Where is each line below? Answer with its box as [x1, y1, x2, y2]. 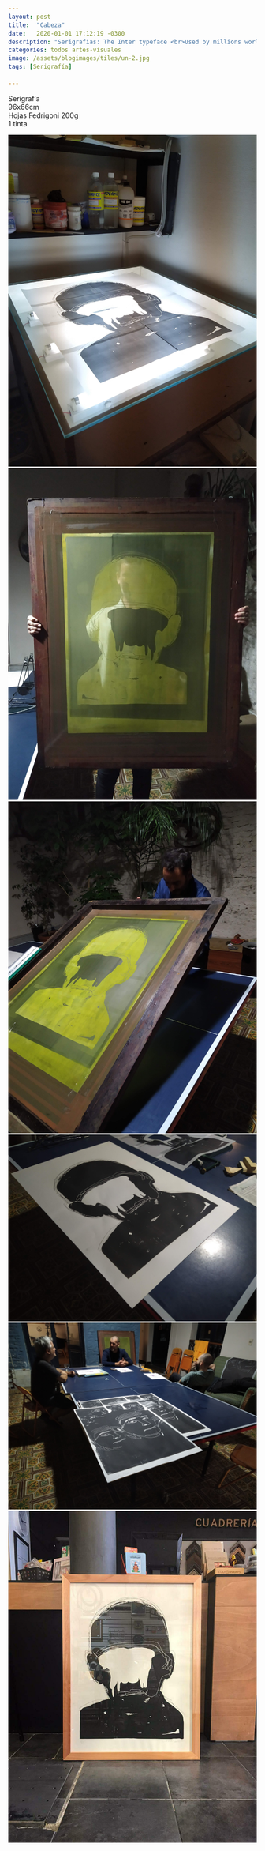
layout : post [8, 13, 51, 21]
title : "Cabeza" [8, 21, 65, 29]
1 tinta [8, 119, 28, 128]
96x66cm [8, 102, 39, 111]
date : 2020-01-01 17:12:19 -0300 [8, 29, 125, 37]
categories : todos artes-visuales [8, 46, 122, 55]
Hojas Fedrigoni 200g [8, 111, 79, 120]
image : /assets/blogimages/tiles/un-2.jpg [8, 55, 150, 62]
